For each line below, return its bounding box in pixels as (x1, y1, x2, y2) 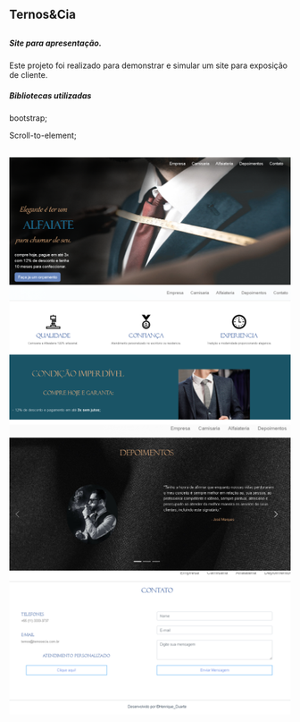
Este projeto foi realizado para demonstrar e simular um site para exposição (9, 60, 288, 71)
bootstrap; (9, 113, 47, 123)
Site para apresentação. (9, 38, 103, 48)
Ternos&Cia (9, 7, 76, 22)
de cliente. (9, 70, 48, 81)
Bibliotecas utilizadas (9, 89, 92, 101)
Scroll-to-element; (9, 130, 78, 141)
